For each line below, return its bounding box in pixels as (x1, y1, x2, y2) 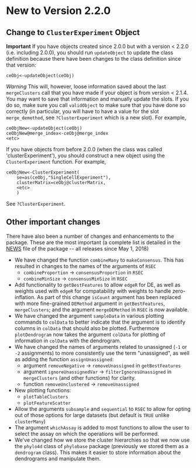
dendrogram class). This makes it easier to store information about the (14, 449, 181, 456)
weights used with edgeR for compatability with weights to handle (14, 287, 171, 294)
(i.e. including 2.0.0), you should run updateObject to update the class (6, 49, 174, 56)
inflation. (14, 293, 36, 300)
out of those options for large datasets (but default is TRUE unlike (14, 411, 170, 418)
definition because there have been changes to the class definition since (6, 56, 181, 62)
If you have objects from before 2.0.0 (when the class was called (6, 146, 163, 152)
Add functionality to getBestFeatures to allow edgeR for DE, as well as (14, 281, 181, 288)
